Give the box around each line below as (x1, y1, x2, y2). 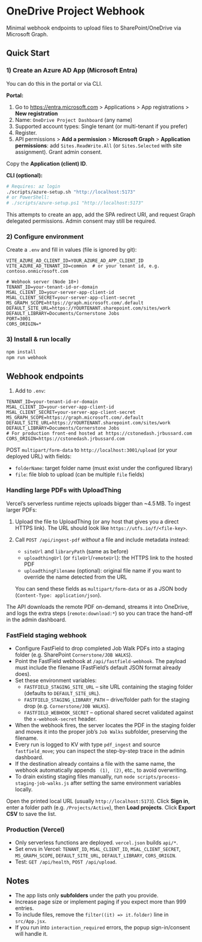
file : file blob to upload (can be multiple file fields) (14, 471, 145, 478)
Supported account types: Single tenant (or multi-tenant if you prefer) (14, 123, 188, 130)
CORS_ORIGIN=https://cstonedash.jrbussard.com (6, 436, 125, 442)
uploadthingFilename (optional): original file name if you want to (23, 567, 182, 574)
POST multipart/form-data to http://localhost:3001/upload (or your (6, 447, 177, 454)
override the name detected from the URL (23, 573, 127, 581)
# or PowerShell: (6, 194, 50, 200)
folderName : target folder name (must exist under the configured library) (14, 465, 193, 472)
